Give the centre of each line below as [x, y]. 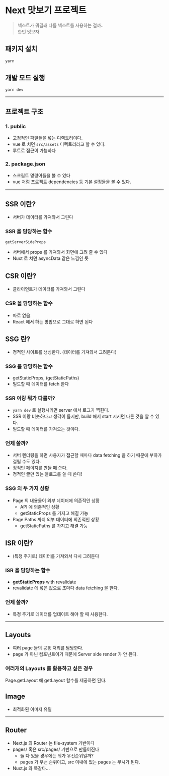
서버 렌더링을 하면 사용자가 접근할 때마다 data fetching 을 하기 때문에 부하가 [87, 455]
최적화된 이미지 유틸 [32, 709]
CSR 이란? [21, 276]
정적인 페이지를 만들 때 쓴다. [40, 468]
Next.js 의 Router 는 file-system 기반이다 [53, 743]
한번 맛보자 [28, 31]
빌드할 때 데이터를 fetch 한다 [40, 383]
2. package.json [25, 163]
